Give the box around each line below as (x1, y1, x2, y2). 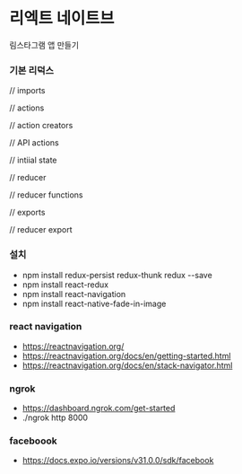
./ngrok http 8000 (22, 412, 88, 423)
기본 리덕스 (9, 64, 55, 76)
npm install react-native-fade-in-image (22, 298, 167, 309)
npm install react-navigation (22, 288, 126, 299)
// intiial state (9, 154, 57, 166)
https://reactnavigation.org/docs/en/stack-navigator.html (22, 360, 233, 371)
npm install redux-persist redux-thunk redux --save (22, 269, 212, 280)
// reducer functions (9, 189, 83, 200)
